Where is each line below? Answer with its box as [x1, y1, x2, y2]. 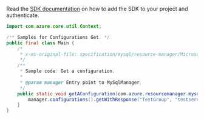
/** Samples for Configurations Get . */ [6, 34, 110, 40]
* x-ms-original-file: [19, 51, 78, 57]
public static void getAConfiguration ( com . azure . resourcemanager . [17, 90, 189, 97]
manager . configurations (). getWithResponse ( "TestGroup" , [28, 97, 172, 103]
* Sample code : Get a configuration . [19, 68, 115, 75]
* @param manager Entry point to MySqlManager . [19, 79, 143, 86]
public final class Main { [6, 39, 75, 46]
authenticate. [6, 12, 39, 19]
